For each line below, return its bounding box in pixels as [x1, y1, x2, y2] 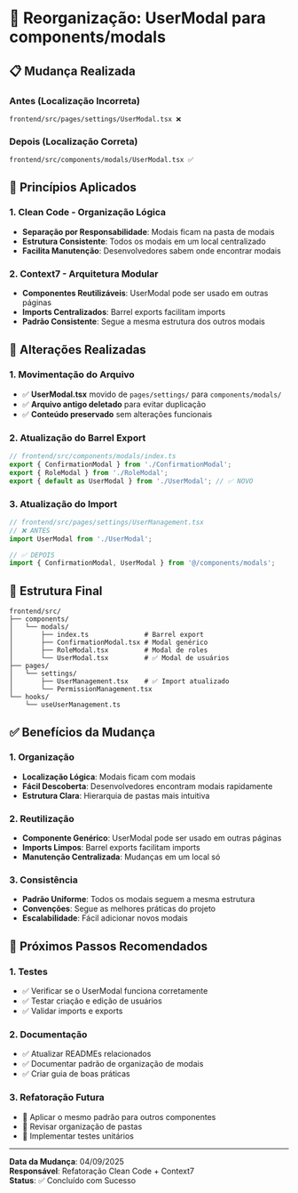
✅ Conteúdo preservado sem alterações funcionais [21, 408, 213, 419]
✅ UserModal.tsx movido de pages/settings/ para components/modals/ [21, 389, 282, 399]
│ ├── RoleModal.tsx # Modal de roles [9, 646, 208, 655]
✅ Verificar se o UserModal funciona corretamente [21, 986, 208, 996]
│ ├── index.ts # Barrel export [9, 631, 204, 640]
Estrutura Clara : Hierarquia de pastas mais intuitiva [21, 790, 210, 801]
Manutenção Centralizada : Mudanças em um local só [21, 851, 221, 862]
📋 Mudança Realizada [9, 63, 136, 78]
